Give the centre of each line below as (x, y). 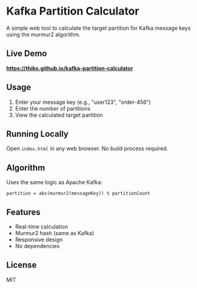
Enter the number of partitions (53, 108)
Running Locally (37, 134)
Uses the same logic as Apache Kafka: (55, 182)
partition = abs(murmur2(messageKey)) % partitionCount (78, 194)
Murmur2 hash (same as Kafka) (55, 233)
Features (23, 212)
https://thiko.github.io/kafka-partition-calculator (70, 68)
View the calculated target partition (59, 115)
